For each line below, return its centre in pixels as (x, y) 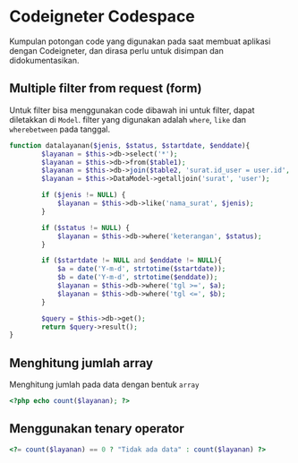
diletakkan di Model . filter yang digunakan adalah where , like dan (128, 119)
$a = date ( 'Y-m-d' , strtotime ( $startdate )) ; (141, 269)
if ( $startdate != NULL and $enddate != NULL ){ (132, 261)
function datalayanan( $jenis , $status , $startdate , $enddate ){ (130, 145)
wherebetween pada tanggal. (60, 129)
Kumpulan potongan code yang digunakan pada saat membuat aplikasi (140, 41)
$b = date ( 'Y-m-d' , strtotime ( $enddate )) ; (137, 278)
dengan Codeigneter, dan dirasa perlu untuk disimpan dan (116, 50)
